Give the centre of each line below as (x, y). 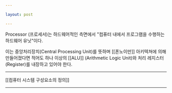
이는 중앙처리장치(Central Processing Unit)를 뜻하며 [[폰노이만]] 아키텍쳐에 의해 (86, 51)
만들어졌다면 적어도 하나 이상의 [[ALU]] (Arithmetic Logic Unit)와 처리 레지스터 (85, 58)
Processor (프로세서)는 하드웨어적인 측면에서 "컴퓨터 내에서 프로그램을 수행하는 (85, 34)
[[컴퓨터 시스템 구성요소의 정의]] (37, 80)
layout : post (19, 14)
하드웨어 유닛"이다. (24, 40)
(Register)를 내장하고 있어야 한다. (39, 64)
